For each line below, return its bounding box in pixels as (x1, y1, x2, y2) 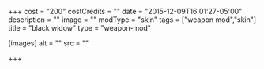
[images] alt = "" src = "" (8, 38, 89, 48)
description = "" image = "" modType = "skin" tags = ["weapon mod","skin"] (8, 15, 257, 24)
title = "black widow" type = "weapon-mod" (8, 24, 152, 32)
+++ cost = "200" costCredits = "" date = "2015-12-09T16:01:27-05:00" (8, 7, 243, 16)
